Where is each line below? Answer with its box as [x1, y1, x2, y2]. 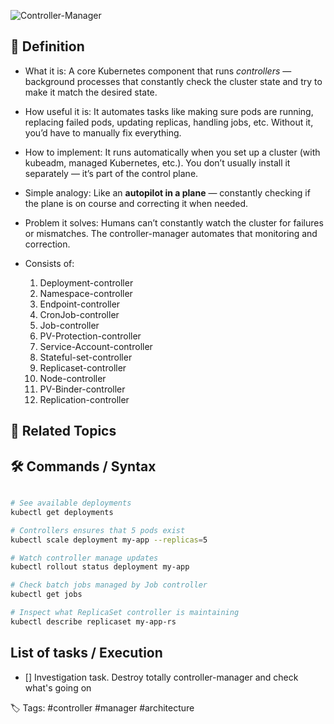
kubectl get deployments [10, 507, 114, 517]
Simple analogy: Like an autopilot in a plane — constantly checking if [24, 186, 311, 199]
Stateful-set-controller [39, 351, 133, 363]
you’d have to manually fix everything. [24, 126, 182, 139]
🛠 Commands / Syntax [10, 458, 157, 475]
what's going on [24, 681, 92, 694]
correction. [24, 238, 71, 250]
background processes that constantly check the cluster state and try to [24, 75, 323, 87]
